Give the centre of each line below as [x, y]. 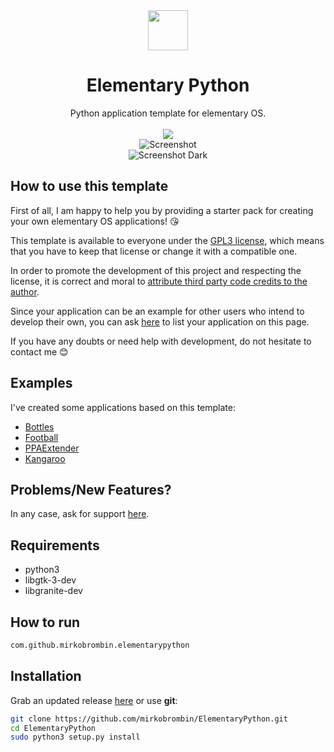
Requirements [55, 545]
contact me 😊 [39, 351]
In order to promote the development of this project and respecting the [156, 270]
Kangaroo [45, 458]
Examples [41, 383]
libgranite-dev [53, 591]
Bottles [39, 426]
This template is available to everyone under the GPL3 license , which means [167, 240]
